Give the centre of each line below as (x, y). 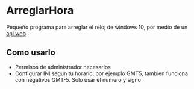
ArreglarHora (40, 11)
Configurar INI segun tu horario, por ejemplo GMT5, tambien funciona (102, 73)
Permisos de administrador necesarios (63, 67)
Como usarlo (31, 53)
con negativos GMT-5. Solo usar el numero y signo (78, 79)
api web (16, 33)
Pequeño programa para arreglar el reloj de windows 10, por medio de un (97, 27)
